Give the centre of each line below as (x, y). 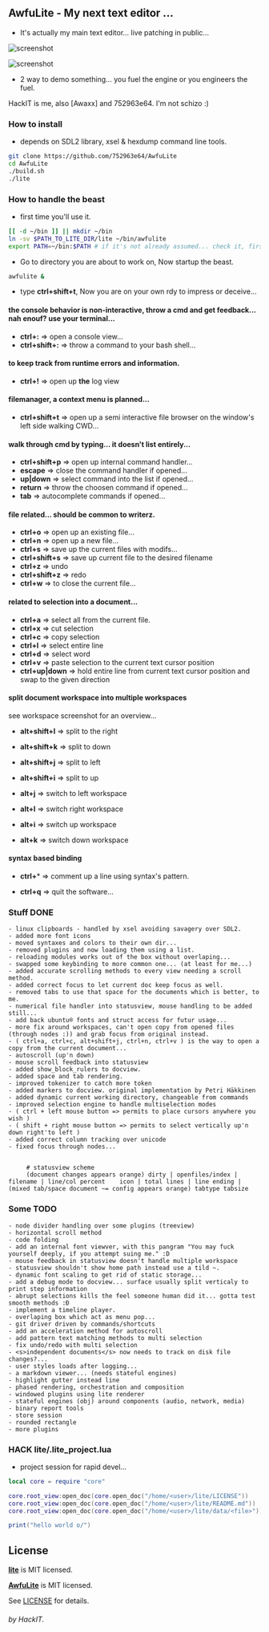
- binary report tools (46, 1408)
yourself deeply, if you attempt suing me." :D (89, 1254)
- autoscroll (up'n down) (51, 1056)
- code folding (34, 1240)
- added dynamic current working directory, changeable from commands (128, 1098)
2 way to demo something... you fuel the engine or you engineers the (134, 79)
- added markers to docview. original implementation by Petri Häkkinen (132, 1090)
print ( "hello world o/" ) (50, 1525)
